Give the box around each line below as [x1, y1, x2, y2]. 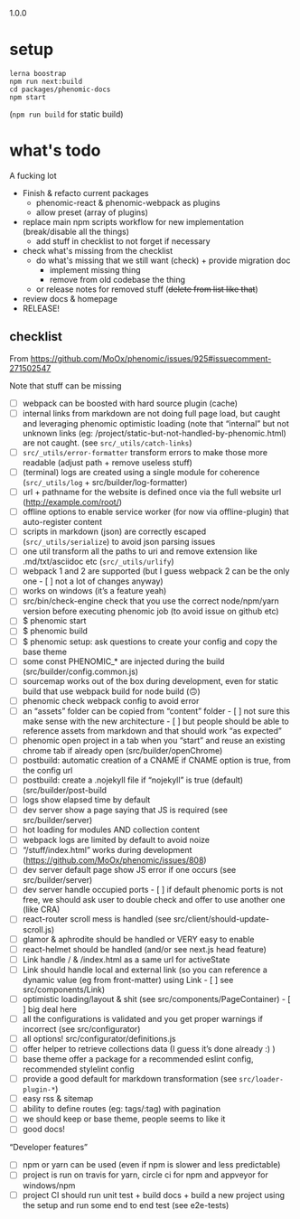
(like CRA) [22, 904, 61, 915]
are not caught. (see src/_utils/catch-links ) [22, 437, 192, 448]
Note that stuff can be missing [9, 380, 122, 391]
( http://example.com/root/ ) [22, 497, 123, 507]
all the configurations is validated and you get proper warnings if [22, 1013, 264, 1024]
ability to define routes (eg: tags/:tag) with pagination [22, 1103, 221, 1114]
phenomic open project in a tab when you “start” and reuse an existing [22, 735, 286, 745]
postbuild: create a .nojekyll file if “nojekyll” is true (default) [22, 774, 244, 785]
